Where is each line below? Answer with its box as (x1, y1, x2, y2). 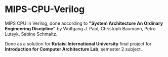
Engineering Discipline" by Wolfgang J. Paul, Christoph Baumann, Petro (5, 25, 156, 31)
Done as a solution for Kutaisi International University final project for (5, 40, 152, 46)
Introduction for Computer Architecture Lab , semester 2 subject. (5, 46, 142, 52)
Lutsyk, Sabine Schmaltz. (5, 31, 58, 37)
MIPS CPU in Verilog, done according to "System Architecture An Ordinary (5, 20, 163, 26)
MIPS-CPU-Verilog (5, 4, 85, 15)
